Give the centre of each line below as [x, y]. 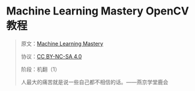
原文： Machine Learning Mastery [62, 43]
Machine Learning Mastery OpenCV [97, 11]
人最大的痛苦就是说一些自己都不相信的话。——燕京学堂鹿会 [94, 82]
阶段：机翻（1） [40, 69]
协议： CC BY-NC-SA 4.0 [51, 56]
